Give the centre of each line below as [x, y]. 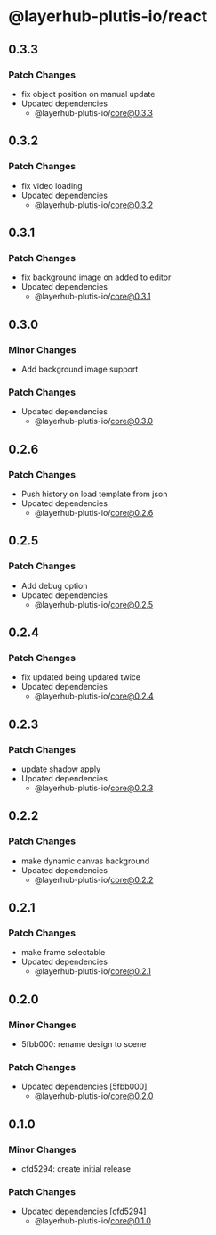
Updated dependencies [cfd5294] [84, 1211]
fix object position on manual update [88, 94]
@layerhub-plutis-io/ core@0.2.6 [94, 512]
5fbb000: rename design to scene [84, 1044]
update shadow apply [61, 769]
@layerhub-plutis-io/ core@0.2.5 [94, 604]
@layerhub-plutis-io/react [108, 16]
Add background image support [80, 369]
